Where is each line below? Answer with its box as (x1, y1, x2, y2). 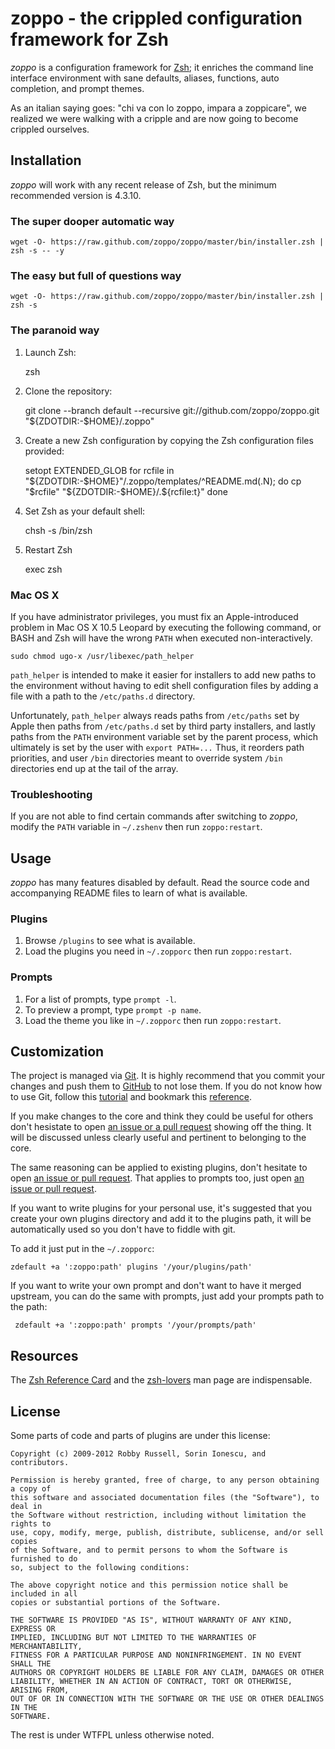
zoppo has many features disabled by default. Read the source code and (10, 877, 310, 889)
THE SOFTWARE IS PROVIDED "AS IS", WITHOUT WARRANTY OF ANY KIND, (10, 1615, 293, 1626)
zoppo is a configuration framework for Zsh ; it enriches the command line (10, 61, 314, 73)
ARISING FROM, (10, 1685, 70, 1696)
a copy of (10, 1484, 52, 1494)
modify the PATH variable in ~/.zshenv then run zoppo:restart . (10, 821, 263, 833)
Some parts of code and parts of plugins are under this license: (10, 1430, 271, 1442)
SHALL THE (10, 1659, 52, 1669)
